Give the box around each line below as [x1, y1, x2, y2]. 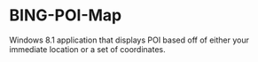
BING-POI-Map [9, 5, 122, 26]
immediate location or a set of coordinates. [9, 43, 166, 54]
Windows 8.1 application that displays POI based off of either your [9, 35, 250, 45]
